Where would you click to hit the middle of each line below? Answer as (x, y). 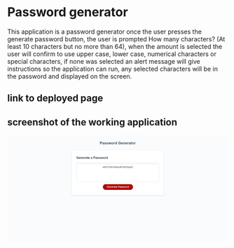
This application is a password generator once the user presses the (104, 32)
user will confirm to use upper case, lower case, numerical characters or (112, 54)
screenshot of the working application (92, 122)
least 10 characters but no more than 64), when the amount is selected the (115, 46)
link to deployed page (55, 98)
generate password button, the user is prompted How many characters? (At (116, 39)
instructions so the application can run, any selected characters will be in (113, 69)
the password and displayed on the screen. (69, 76)
